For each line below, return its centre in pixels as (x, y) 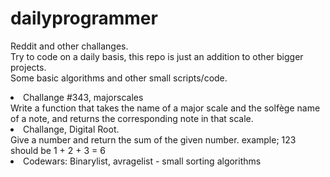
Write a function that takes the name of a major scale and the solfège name (165, 108)
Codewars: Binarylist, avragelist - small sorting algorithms (142, 161)
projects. (28, 67)
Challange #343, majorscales (83, 97)
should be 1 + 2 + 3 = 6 (58, 150)
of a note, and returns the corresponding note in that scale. (132, 118)
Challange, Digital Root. (71, 129)
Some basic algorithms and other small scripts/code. (119, 78)
